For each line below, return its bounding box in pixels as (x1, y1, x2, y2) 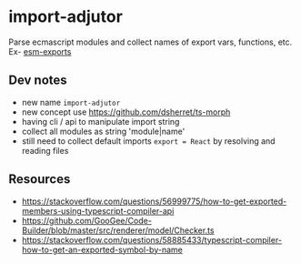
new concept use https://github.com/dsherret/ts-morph (21, 107, 231, 117)
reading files (21, 145, 69, 156)
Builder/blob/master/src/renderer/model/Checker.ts (21, 225, 215, 236)
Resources (8, 171, 71, 188)
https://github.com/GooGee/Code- (21, 215, 152, 226)
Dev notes (8, 73, 67, 88)
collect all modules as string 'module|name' (21, 126, 186, 137)
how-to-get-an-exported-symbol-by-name (21, 244, 183, 255)
